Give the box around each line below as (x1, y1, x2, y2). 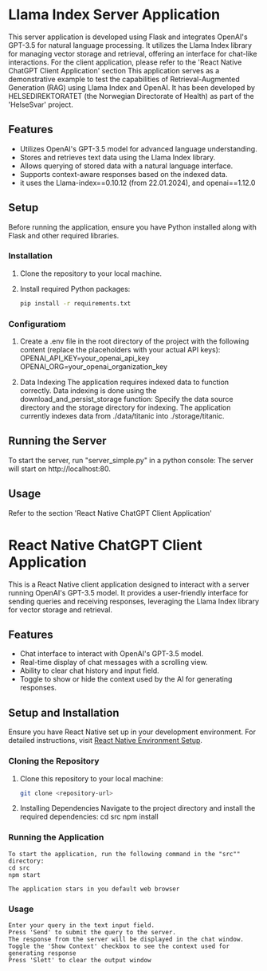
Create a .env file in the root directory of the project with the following (19, 336, 249, 346)
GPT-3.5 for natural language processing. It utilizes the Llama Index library (8, 40, 253, 49)
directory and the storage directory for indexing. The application (19, 403, 231, 412)
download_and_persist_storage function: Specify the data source (19, 395, 234, 404)
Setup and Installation (8, 706, 120, 719)
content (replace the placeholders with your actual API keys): (19, 345, 221, 355)
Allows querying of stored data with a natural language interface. (19, 161, 234, 171)
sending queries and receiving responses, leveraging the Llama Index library (8, 596, 260, 606)
